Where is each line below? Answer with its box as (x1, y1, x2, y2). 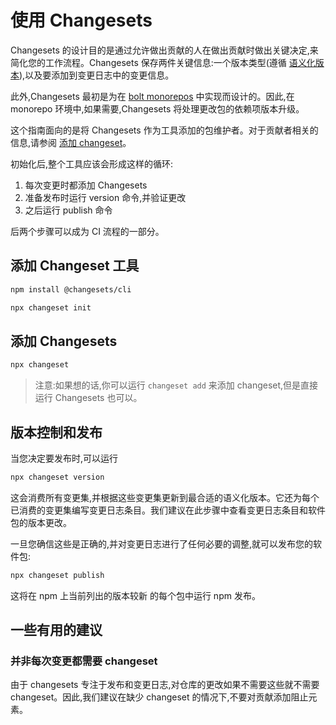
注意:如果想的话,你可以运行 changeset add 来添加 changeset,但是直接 (34, 379, 319, 391)
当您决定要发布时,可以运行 (10, 452, 119, 464)
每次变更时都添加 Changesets (24, 179, 148, 191)
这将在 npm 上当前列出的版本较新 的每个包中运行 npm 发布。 (10, 589, 261, 601)
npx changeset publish (10, 570, 105, 580)
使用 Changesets (10, 9, 153, 32)
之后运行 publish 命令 (24, 204, 113, 216)
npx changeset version (10, 472, 105, 482)
